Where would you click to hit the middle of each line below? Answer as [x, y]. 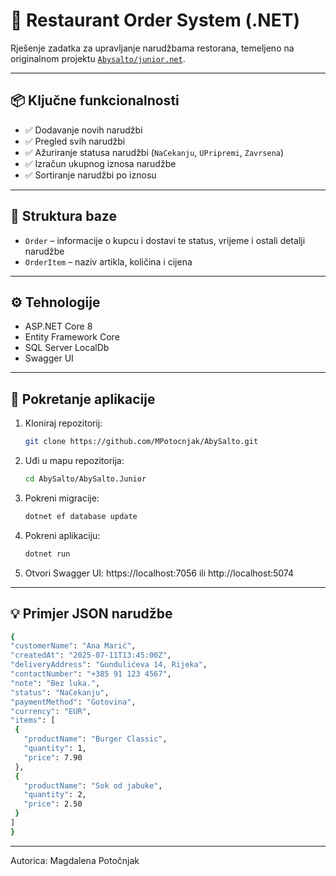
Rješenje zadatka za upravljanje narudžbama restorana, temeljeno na [152, 48]
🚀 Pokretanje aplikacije [83, 399]
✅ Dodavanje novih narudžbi [83, 130]
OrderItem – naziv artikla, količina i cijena [108, 261]
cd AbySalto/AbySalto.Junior [85, 479]
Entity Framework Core [72, 337]
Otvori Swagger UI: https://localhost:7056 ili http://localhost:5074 [159, 573]
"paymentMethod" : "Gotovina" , [73, 702]
